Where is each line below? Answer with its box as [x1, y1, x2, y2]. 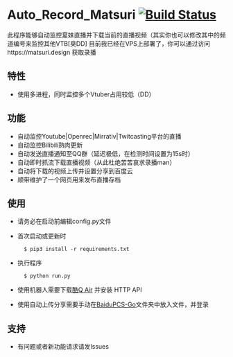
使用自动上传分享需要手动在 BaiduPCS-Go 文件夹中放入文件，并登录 [17, 300, 209, 308]
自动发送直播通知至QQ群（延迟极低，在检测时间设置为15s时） [17, 149, 194, 157]
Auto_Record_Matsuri [7, 7, 136, 23]
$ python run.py [24, 272, 71, 280]
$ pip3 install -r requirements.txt [24, 246, 130, 253]
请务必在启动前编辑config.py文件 [17, 217, 112, 225]
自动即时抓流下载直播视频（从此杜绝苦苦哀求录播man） [17, 158, 176, 166]
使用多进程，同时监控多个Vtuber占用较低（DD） [17, 90, 155, 98]
